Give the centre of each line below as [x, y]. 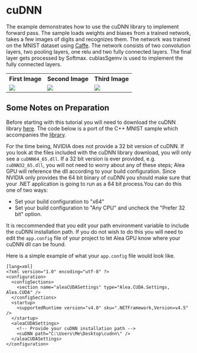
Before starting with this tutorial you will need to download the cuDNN [91, 122]
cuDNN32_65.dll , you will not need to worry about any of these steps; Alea [96, 165]
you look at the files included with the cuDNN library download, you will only [99, 152]
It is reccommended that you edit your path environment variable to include [98, 225]
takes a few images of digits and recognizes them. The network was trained [98, 39]
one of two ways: [27, 190]
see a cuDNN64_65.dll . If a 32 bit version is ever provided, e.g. [81, 158]
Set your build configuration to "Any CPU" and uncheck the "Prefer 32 [100, 208]
